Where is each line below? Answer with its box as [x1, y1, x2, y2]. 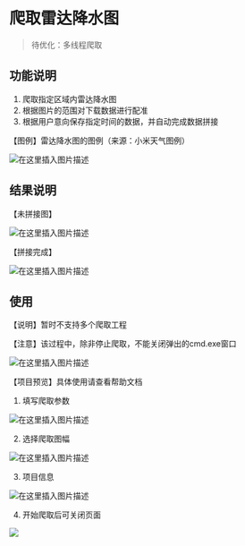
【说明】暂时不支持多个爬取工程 [9, 320, 127, 330]
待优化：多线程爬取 [30, 39, 103, 50]
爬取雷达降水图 [9, 8, 120, 29]
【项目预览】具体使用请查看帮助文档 [9, 377, 143, 388]
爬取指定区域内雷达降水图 [21, 93, 117, 104]
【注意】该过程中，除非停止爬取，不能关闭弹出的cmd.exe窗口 [9, 338, 237, 349]
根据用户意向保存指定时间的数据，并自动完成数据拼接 [21, 115, 219, 126]
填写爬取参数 [21, 396, 70, 406]
